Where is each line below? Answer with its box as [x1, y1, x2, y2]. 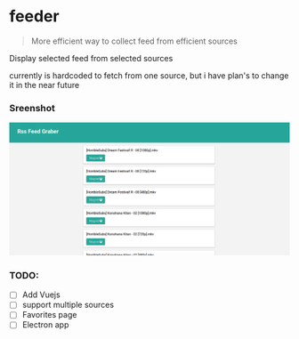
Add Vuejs [21, 289, 61, 300]
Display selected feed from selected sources [9, 52, 174, 63]
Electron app [21, 319, 69, 330]
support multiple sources [21, 300, 114, 311]
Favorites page [21, 310, 77, 320]
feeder [9, 6, 60, 27]
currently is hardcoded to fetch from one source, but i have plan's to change [9, 69, 289, 81]
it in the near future [9, 79, 80, 90]
